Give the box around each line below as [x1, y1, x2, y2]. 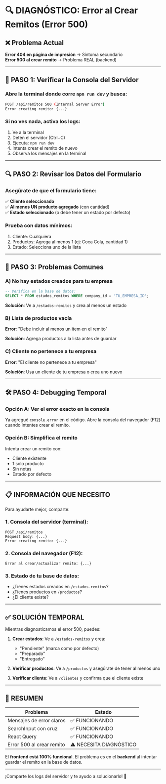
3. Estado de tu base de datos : [5, 572, 79, 579]
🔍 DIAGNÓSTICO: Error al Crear [5, 5, 138, 16]
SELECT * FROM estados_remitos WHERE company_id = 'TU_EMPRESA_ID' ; [5, 294, 149, 299]
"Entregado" [19, 656, 45, 662]
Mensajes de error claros [7, 717, 66, 724]
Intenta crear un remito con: [5, 445, 62, 451]
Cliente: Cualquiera [12, 233, 52, 239]
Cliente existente [12, 455, 47, 461]
